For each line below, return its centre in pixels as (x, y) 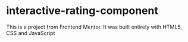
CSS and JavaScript (31, 33)
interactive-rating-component (82, 11)
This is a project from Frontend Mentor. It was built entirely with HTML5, (94, 27)
